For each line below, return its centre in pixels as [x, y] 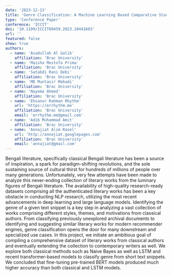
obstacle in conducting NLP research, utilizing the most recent [71, 197]
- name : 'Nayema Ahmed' [35, 91]
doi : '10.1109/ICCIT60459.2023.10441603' [50, 29]
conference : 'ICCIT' [27, 24]
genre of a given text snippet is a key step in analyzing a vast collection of [83, 208]
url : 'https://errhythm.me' [44, 106]
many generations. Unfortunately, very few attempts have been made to [81, 175]
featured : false [23, 39]
